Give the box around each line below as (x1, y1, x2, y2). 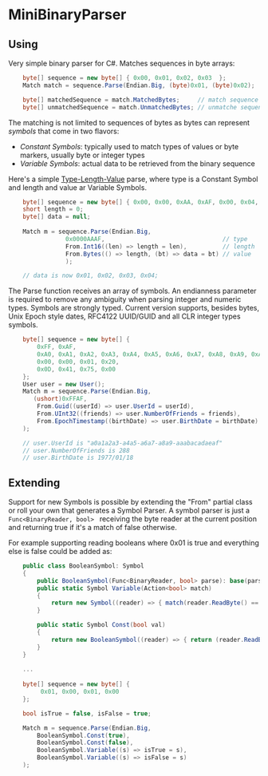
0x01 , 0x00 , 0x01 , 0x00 (40, 688, 120, 696)
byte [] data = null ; (22, 213, 91, 221)
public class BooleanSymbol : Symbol (22, 562, 145, 570)
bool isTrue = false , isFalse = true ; (22, 709, 152, 718)
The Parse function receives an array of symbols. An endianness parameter (8, 286, 257, 296)
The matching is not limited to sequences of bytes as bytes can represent (8, 117, 250, 127)
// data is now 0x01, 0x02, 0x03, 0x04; (22, 271, 159, 280)
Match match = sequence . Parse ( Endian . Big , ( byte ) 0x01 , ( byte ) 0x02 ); (22, 81, 255, 89)
